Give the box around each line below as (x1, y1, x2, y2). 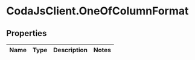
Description (53, 46, 88, 54)
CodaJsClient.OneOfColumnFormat (6, 4, 189, 18)
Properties (6, 28, 47, 38)
